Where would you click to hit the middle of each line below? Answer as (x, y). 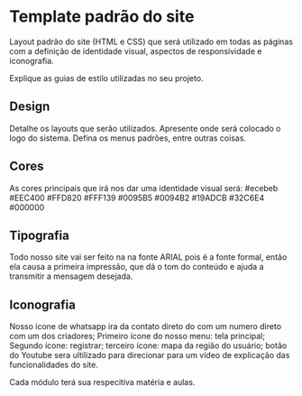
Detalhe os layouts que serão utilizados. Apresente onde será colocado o (145, 128)
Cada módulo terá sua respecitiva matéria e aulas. (102, 382)
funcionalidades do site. (54, 365)
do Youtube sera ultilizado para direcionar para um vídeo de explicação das (150, 355)
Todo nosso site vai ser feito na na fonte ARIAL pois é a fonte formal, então (148, 257)
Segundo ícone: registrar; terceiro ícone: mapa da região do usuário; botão (148, 345)
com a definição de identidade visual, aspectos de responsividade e (136, 51)
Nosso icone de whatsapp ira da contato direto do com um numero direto (146, 327)
